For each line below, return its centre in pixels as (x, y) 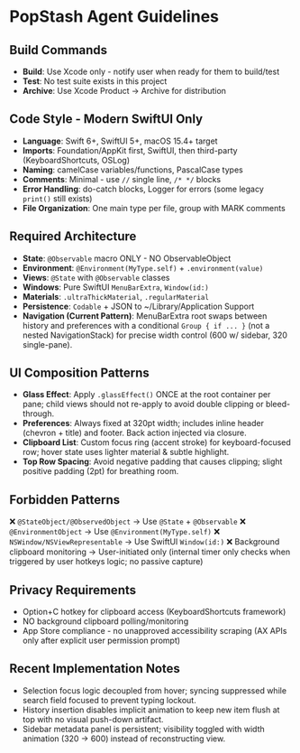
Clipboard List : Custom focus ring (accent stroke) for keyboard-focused (156, 442)
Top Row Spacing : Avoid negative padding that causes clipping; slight (152, 461)
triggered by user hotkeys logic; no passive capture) (106, 562)
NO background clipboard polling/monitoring (105, 621)
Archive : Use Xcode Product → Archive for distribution (124, 91)
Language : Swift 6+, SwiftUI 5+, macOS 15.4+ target (120, 141)
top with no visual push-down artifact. (93, 719)
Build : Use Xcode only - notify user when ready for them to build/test (151, 71)
